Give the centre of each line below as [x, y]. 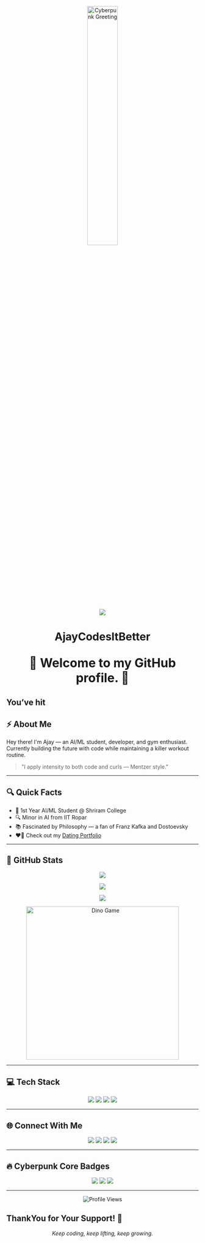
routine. [16, 755]
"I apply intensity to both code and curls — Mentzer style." [95, 767]
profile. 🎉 [103, 678]
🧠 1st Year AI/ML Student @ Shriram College [70, 810]
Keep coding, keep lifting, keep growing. [103, 1233]
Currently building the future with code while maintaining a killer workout [98, 748]
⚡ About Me [29, 724]
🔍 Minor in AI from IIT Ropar [51, 817]
